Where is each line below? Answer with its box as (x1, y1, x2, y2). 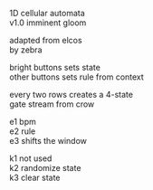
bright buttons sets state (9, 62, 101, 72)
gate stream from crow (9, 99, 95, 109)
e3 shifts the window (9, 136, 88, 146)
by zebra (9, 44, 43, 55)
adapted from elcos (9, 35, 83, 45)
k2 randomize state (9, 163, 81, 173)
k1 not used (9, 153, 53, 164)
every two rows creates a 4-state (9, 90, 134, 100)
